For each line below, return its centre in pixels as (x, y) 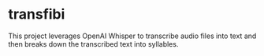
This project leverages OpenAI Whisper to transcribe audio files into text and (132, 36)
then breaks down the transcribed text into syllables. (93, 44)
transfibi (37, 14)
